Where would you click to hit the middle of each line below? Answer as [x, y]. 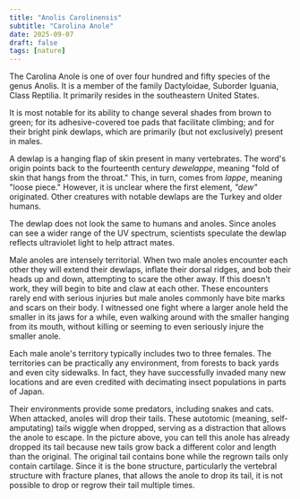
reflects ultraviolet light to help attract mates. [92, 243]
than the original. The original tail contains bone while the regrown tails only [149, 457]
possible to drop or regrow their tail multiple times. [102, 486]
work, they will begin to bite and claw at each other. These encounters [139, 288]
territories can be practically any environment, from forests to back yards [144, 363]
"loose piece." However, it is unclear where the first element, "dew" [133, 187]
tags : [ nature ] [38, 51]
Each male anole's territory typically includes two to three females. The [140, 354]
